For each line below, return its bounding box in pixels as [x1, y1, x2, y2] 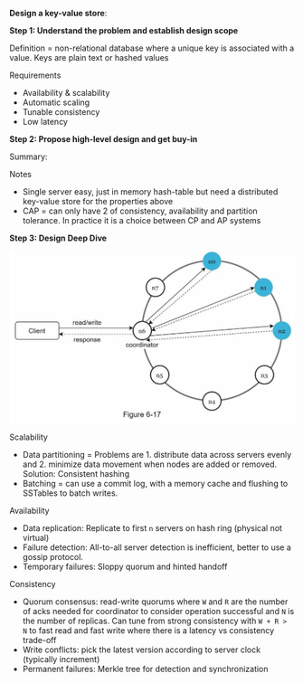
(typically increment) [22, 653, 100, 664]
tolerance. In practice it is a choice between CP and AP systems [22, 215, 261, 225]
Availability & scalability [22, 88, 110, 98]
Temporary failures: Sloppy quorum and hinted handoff [22, 561, 228, 572]
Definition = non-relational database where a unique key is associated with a [9, 43, 295, 53]
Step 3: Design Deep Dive [9, 232, 107, 243]
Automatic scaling [22, 97, 90, 108]
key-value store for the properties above [22, 196, 174, 206]
